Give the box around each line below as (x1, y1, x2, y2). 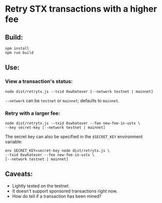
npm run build (5, 50, 34, 55)
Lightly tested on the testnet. (12, 183, 70, 188)
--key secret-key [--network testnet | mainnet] (5, 125, 106, 130)
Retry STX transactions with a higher (5, 3, 157, 15)
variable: (5, 139, 23, 145)
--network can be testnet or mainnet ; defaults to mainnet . (5, 97, 120, 103)
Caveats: (5, 170, 33, 178)
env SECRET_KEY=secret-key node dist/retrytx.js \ (5, 148, 110, 153)
